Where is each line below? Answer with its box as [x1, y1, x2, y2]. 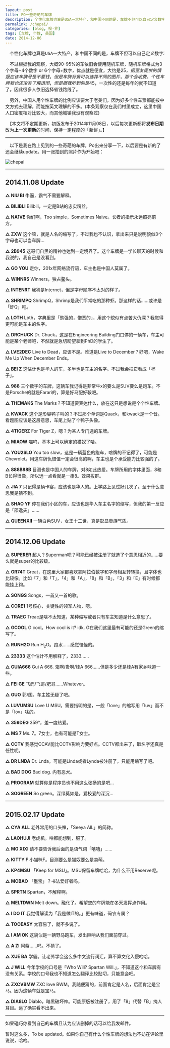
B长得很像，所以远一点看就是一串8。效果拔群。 [5, 473, 104, 479]
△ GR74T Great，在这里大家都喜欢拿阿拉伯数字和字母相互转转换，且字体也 [5, 568, 162, 575]
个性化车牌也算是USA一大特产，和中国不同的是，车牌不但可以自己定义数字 [9, 50, 164, 56]
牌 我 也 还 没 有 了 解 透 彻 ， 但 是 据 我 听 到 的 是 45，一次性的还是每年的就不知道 [5, 80, 157, 86]
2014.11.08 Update [5, 178, 65, 187]
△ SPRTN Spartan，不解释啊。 [5, 889, 71, 895]
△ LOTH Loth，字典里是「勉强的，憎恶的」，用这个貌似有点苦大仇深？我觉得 [5, 315, 164, 321]
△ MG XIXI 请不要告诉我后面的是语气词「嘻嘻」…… [5, 846, 112, 852]
